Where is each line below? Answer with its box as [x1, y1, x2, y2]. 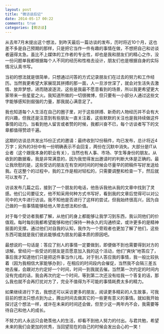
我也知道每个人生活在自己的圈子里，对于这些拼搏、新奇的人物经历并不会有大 [5, 109, 159, 115]
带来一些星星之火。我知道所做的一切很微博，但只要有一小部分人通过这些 [9, 92, 155, 98]
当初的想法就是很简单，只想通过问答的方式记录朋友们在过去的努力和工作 [5, 74, 150, 80]
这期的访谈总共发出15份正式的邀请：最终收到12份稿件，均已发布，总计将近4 [5, 138, 158, 144]
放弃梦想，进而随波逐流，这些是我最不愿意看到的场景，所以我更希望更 [13, 86, 155, 92]
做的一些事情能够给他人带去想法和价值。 [9, 203, 91, 209]
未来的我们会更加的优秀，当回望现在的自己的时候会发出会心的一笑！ [5, 324, 142, 330]
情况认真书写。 [5, 64, 35, 70]
